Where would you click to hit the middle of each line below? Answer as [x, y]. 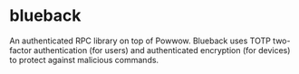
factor [20, 50]
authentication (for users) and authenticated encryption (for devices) [162, 50]
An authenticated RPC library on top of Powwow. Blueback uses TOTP [140, 41]
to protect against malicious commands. [84, 60]
